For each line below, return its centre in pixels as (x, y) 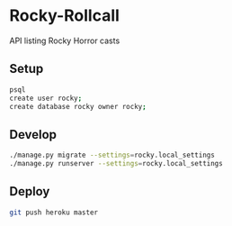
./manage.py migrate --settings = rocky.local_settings (112, 155)
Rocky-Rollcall (64, 16)
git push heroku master (54, 212)
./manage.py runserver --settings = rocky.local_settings (116, 164)
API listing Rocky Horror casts (65, 41)
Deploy (30, 191)
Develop (33, 135)
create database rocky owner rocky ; (78, 106)
